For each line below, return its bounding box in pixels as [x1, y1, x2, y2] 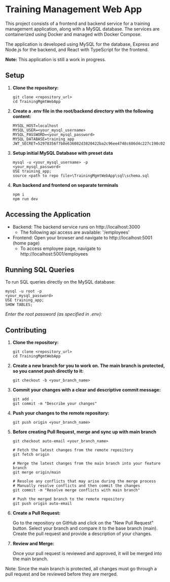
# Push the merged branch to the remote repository [12, 496, 124, 502]
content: [12, 113, 31, 119]
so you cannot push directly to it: [12, 368, 84, 374]
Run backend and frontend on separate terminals [12, 182, 118, 188]
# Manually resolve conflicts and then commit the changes [12, 483, 141, 488]
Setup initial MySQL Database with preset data [12, 150, 113, 156]
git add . [12, 397, 34, 402]
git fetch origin [12, 452, 50, 457]
